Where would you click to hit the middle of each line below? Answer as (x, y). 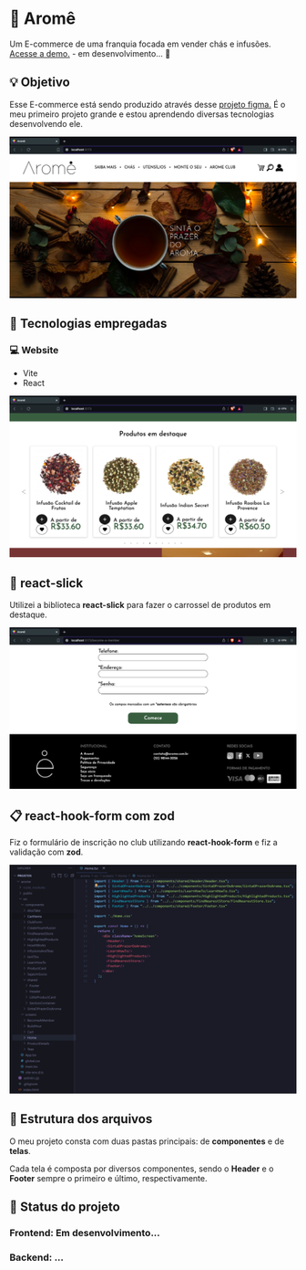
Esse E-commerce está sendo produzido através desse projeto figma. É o (148, 104)
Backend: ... (37, 1257)
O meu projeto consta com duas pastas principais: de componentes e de (147, 1141)
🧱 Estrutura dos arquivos (81, 1119)
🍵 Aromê (43, 19)
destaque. (28, 614)
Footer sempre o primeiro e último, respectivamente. (108, 1178)
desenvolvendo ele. (46, 123)
